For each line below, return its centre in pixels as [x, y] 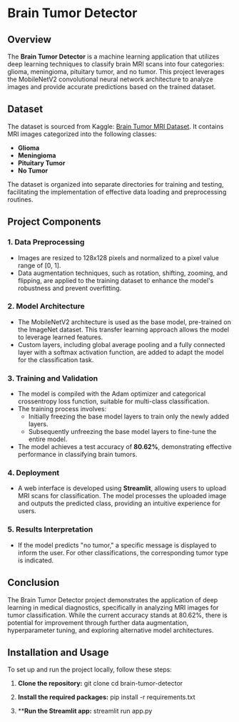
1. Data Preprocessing [46, 242]
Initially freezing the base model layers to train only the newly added [129, 417]
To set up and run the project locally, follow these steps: [90, 670]
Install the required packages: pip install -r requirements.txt [106, 697]
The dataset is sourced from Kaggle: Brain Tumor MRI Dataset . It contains [116, 126]
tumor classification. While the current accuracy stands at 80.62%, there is [117, 615]
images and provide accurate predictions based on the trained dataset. [112, 87]
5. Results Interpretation [50, 530]
